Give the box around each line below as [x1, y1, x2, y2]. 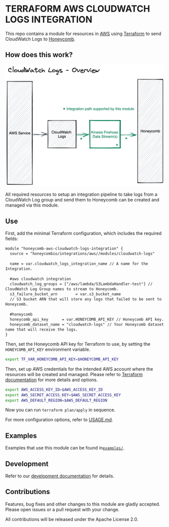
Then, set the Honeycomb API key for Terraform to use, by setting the [5, 341, 151, 347]
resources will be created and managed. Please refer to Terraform [5, 371, 143, 377]
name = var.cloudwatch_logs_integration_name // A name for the [10, 261, 148, 266]
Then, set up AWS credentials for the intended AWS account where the [5, 366, 153, 372]
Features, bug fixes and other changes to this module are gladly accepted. [5, 501, 160, 507]
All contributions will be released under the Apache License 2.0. [5, 516, 139, 522]
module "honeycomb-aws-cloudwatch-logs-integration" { [5, 246, 123, 251]
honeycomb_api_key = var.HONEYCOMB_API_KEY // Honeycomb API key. [10, 317, 164, 322]
